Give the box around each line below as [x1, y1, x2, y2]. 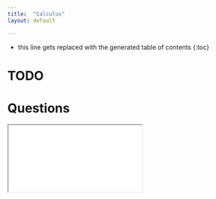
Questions [7, 100, 70, 116]
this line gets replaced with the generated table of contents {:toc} [17, 43, 210, 51]
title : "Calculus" [7, 10, 66, 18]
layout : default [7, 17, 56, 24]
